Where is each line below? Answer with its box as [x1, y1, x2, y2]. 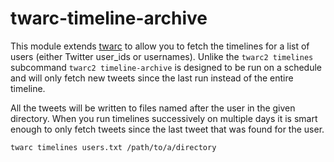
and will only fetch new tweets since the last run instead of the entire [10, 72, 294, 84]
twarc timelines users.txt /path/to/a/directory [10, 142, 217, 152]
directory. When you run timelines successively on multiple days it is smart [10, 112, 318, 124]
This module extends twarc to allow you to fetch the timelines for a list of [10, 40, 310, 52]
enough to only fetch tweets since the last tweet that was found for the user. [10, 123, 325, 135]
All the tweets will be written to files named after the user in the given [10, 102, 296, 114]
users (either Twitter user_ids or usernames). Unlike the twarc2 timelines [10, 50, 314, 62]
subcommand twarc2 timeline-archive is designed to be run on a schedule [10, 61, 323, 73]
